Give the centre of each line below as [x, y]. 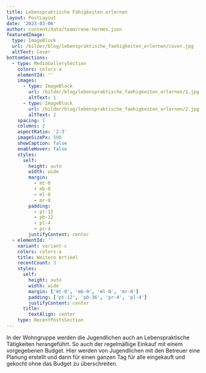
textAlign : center [52, 314]
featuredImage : [26, 35]
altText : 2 [42, 115]
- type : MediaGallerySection [49, 63]
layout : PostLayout [31, 18]
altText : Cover [31, 52]
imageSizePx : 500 [40, 138]
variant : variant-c [42, 246]
